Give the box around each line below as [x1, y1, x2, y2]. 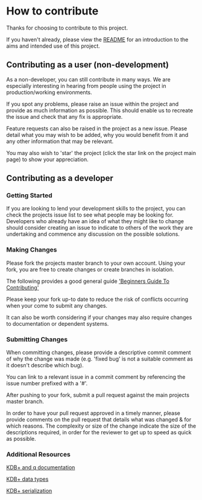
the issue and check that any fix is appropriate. [6, 113, 123, 120]
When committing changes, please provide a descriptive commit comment [6, 349, 191, 356]
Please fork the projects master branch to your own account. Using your [6, 259, 186, 267]
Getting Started [6, 191, 52, 200]
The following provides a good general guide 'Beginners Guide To [6, 277, 170, 285]
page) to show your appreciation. [6, 156, 89, 163]
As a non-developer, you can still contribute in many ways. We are [6, 75, 171, 83]
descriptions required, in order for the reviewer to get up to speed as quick [6, 429, 192, 436]
